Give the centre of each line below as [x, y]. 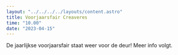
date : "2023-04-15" [31, 28]
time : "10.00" [24, 23]
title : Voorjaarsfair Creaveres [47, 17]
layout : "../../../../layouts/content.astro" [64, 12]
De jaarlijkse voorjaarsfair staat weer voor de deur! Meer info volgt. [90, 45]
